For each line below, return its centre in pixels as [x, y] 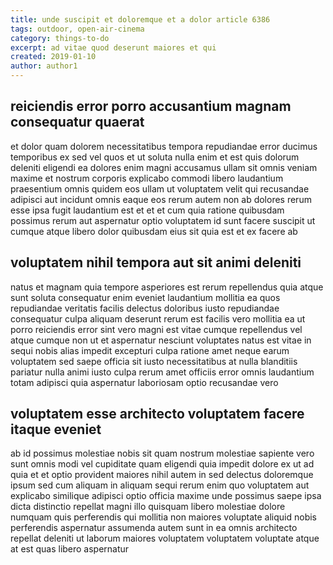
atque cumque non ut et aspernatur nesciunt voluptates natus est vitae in [161, 340]
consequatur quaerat [77, 122]
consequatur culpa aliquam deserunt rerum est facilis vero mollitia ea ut [158, 318]
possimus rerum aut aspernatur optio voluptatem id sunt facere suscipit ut [163, 220]
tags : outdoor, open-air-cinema [77, 29]
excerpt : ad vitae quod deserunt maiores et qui [113, 47]
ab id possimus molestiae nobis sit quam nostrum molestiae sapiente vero [162, 453]
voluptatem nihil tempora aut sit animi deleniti [156, 262]
